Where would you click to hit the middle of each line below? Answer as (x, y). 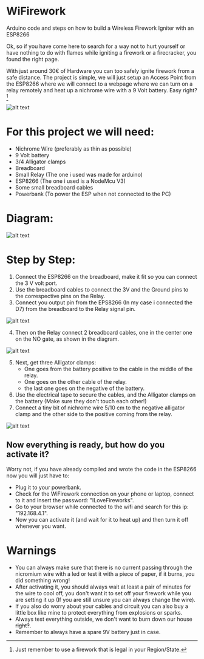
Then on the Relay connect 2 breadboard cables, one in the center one (104, 332)
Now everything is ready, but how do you (86, 445)
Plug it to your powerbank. (48, 487)
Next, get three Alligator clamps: (55, 362)
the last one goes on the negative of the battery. (84, 388)
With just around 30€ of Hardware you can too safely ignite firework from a (100, 70)
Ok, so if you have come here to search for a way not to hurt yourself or (96, 46)
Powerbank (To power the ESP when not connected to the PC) (93, 194)
